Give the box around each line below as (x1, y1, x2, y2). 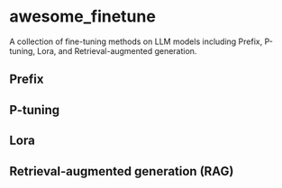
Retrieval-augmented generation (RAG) (9, 164, 234, 179)
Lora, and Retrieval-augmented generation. (37, 45, 197, 56)
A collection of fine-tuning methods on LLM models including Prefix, (9, 36, 263, 47)
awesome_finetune (9, 6, 156, 27)
